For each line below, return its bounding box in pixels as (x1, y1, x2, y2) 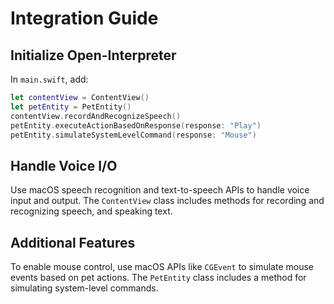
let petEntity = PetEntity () (10, 102, 132, 112)
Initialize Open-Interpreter (10, 47, 177, 64)
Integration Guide (10, 7, 159, 30)
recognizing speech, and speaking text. (10, 205, 173, 217)
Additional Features (10, 234, 136, 251)
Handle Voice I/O (10, 157, 118, 174)
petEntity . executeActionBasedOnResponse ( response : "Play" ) (10, 120, 262, 131)
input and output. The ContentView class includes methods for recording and (10, 195, 325, 207)
